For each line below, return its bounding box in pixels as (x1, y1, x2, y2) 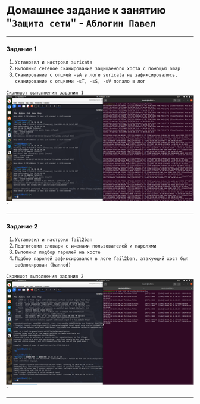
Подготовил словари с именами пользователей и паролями (14, 243, 157, 249)
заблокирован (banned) (14, 262, 71, 268)
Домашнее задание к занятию (6, 4, 167, 17)
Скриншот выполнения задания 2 (6, 274, 84, 280)
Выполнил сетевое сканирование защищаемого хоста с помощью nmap (14, 66, 180, 72)
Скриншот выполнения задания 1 (6, 90, 84, 96)
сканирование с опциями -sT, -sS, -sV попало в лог (14, 79, 146, 84)
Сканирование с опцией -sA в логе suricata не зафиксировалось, (14, 72, 178, 78)
